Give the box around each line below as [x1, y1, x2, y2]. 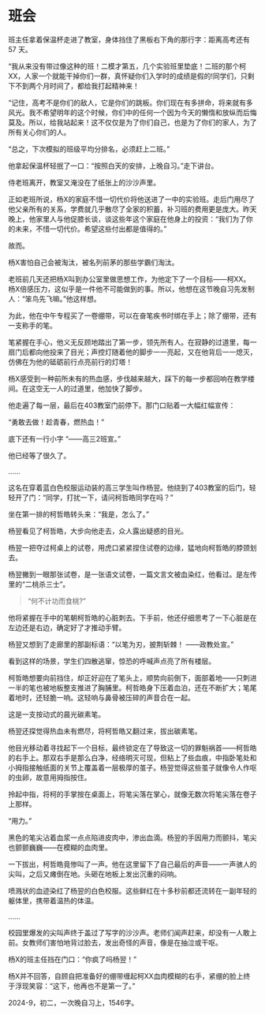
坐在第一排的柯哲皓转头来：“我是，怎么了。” [8, 509, 150, 519]
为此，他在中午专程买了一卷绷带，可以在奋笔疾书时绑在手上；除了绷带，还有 [8, 311, 257, 320]
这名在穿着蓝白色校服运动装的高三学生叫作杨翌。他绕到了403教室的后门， [8, 483, 250, 492]
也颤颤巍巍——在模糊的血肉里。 [8, 842, 112, 852]
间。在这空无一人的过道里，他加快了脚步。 [8, 383, 147, 393]
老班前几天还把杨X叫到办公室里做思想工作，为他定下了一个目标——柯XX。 [8, 274, 251, 284]
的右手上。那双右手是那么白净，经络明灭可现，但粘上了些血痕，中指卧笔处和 [8, 752, 257, 762]
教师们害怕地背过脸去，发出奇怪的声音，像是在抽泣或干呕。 [28, 938, 222, 947]
